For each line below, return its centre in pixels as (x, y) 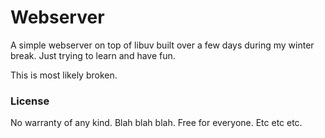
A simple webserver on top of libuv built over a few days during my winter (162, 45)
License (30, 101)
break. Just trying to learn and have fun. (93, 55)
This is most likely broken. (64, 75)
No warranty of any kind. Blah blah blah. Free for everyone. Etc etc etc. (156, 123)
